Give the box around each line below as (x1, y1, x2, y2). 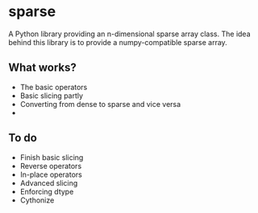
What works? (8, 61, 77, 75)
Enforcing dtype (19, 186, 74, 196)
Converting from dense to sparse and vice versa (19, 99, 181, 109)
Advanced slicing (19, 178, 78, 187)
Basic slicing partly (19, 91, 83, 100)
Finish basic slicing (19, 152, 84, 162)
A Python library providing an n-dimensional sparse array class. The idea (8, 29, 252, 39)
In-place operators (19, 170, 82, 179)
